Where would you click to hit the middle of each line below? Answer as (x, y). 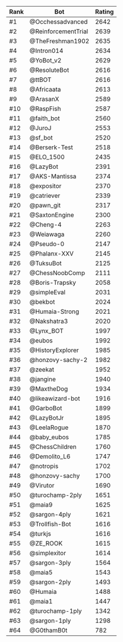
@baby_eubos (49, 437)
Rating (104, 12)
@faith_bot (45, 118)
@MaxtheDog (49, 389)
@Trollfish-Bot (50, 524)
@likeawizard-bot (55, 399)
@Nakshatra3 (49, 321)
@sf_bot (41, 138)
